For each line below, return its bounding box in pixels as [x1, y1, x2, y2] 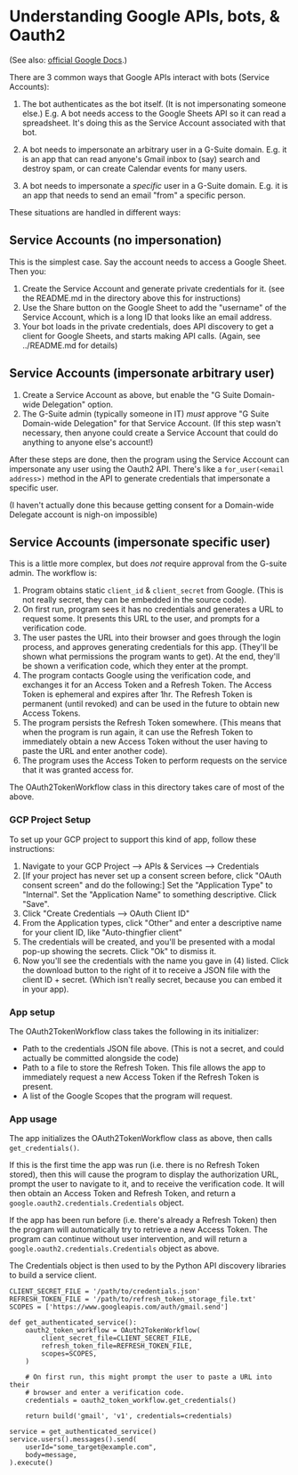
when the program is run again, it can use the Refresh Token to [21, 727, 254, 738]
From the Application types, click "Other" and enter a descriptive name [21, 917, 282, 928]
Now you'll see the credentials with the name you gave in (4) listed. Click [21, 955, 289, 966]
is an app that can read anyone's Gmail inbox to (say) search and [21, 153, 261, 164]
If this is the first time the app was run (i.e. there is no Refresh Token [9, 1160, 260, 1171]
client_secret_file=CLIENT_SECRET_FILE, [41, 1333, 193, 1343]
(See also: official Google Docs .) [9, 54, 127, 65]
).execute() [9, 1458, 53, 1468]
